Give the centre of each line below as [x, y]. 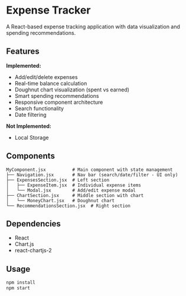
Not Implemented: [29, 126]
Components [30, 156]
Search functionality [39, 108]
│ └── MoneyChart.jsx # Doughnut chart [61, 200]
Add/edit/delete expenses [46, 77]
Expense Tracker [48, 10]
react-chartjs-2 [33, 251]
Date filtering [30, 114]
